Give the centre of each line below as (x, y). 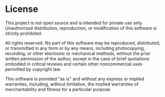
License (22, 9)
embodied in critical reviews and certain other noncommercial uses (74, 64)
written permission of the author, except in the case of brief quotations (77, 58)
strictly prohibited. (24, 33)
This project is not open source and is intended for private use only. (74, 23)
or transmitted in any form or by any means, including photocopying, (75, 48)
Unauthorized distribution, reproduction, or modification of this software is (81, 28)
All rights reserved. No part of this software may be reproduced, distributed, (83, 43)
